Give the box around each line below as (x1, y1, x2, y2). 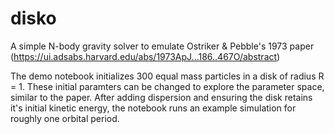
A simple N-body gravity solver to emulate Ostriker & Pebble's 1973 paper (10, 40, 315, 52)
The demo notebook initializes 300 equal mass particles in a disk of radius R (10, 70, 325, 82)
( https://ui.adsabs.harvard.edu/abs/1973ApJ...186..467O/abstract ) (10, 50, 281, 62)
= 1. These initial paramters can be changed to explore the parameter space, (10, 80, 325, 92)
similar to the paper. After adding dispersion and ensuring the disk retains (10, 91, 313, 103)
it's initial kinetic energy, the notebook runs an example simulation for (10, 102, 297, 114)
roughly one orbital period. (10, 112, 120, 124)
